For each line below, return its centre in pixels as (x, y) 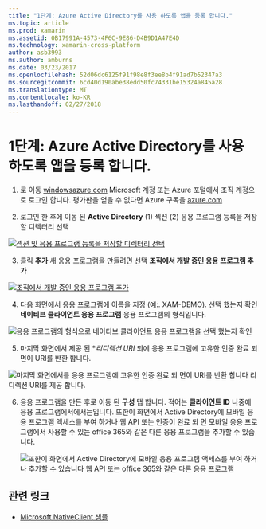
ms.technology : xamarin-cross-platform (74, 45)
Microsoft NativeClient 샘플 (64, 517)
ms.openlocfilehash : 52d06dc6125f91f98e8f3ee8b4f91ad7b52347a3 (115, 75)
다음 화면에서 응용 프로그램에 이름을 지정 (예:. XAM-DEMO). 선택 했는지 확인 (139, 304)
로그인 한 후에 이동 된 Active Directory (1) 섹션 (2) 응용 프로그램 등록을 (131, 217)
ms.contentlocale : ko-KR (49, 97)
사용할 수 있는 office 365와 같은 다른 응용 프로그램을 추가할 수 (144, 432)
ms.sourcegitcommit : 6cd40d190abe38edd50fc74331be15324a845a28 (115, 82)
